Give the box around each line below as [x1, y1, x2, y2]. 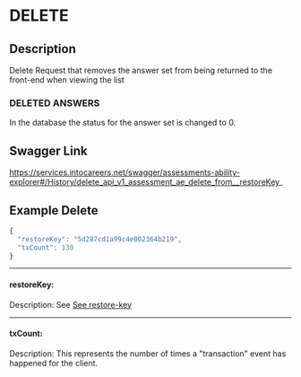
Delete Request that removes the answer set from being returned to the [9, 65, 273, 75]
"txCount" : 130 [17, 243, 74, 252]
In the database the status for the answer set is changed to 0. [9, 118, 236, 128]
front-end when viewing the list [9, 75, 125, 85]
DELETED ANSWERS [9, 96, 100, 109]
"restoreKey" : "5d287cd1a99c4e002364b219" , [17, 234, 182, 243]
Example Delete [9, 203, 99, 218]
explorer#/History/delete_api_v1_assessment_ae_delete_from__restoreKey [9, 177, 279, 188]
